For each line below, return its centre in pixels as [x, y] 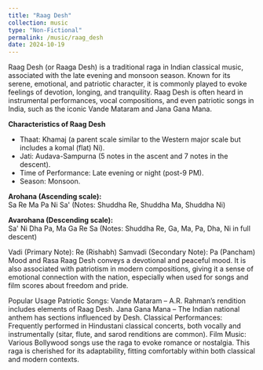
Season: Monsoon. [50, 181]
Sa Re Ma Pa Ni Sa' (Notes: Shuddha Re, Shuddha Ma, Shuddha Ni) [117, 205]
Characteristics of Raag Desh [57, 124]
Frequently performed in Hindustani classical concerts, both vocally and [124, 326]
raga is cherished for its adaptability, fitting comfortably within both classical [131, 351]
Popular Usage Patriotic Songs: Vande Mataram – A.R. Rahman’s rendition [127, 301]
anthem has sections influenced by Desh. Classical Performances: [115, 318]
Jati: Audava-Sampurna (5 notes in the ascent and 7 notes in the [124, 156]
